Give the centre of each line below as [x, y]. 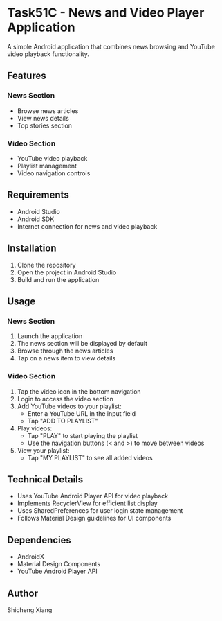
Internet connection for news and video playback [87, 226]
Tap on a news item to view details [66, 358]
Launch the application [50, 336]
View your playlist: [43, 450]
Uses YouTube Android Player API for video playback [93, 496]
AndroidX [31, 557]
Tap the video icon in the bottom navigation [79, 391]
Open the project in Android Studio [67, 272]
